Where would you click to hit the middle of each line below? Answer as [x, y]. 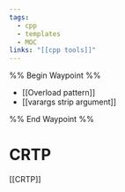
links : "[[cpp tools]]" [53, 50]
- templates [39, 34]
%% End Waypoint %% [51, 119]
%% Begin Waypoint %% [55, 75]
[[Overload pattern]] [58, 93]
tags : [19, 17]
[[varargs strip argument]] [69, 102]
